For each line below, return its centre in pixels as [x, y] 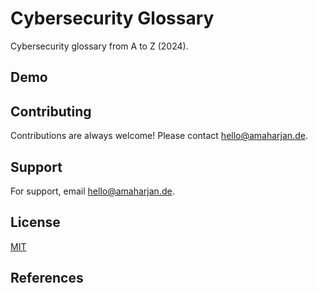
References [47, 278]
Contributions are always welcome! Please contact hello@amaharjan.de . [159, 136]
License [35, 222]
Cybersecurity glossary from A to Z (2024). [99, 46]
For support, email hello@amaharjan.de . [92, 191]
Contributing [51, 111]
